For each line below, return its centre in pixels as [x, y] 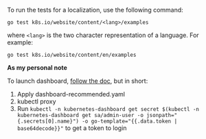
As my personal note [37, 67]
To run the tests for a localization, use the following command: [95, 10]
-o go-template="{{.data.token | [130, 121]
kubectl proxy [36, 101]
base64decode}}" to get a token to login [72, 128]
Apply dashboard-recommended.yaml [71, 94]
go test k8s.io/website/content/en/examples [72, 55]
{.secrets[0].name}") [48, 121]
